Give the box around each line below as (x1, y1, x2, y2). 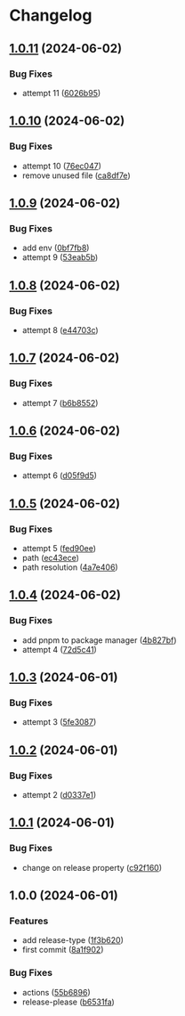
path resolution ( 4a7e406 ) (21, 562, 118, 573)
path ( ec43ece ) (21, 553, 80, 563)
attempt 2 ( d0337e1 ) (21, 790, 97, 801)
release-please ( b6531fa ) (21, 996, 116, 1007)
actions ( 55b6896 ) (21, 987, 91, 997)
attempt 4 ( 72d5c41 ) (21, 644, 98, 654)
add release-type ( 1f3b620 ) (21, 935, 125, 946)
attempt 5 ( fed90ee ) (21, 543, 96, 553)
